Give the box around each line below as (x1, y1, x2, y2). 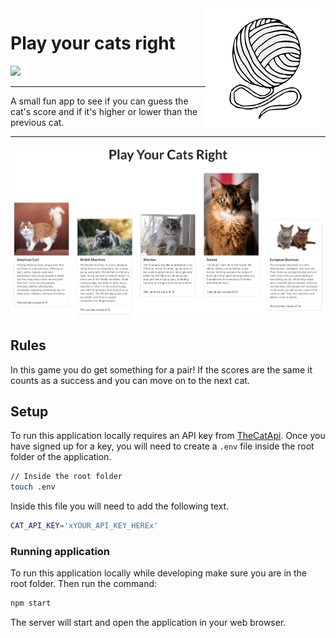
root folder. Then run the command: (10, 578, 158, 590)
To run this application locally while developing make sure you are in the (10, 567, 308, 579)
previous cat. (10, 116, 65, 128)
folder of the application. (10, 451, 112, 463)
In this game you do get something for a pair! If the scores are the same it (10, 363, 313, 376)
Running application (10, 545, 111, 559)
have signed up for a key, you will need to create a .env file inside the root (10, 440, 315, 452)
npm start (10, 598, 52, 609)
